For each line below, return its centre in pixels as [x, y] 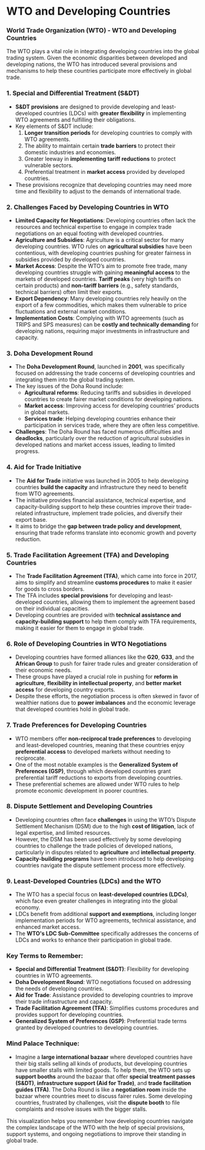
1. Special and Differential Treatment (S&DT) [73, 93]
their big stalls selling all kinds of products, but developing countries [101, 1063]
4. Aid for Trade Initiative [44, 467]
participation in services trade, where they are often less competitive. [112, 425]
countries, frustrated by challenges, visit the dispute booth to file [98, 1102]
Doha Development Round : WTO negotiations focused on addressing [103, 982]
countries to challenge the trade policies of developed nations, [94, 846]
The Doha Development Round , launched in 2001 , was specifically [100, 367]
